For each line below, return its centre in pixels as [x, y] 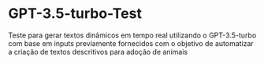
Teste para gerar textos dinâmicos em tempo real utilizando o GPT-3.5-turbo [132, 35]
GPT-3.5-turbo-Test [75, 14]
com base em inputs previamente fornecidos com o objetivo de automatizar [131, 43]
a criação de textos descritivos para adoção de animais [98, 52]
